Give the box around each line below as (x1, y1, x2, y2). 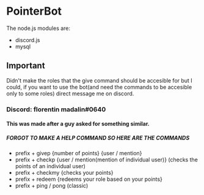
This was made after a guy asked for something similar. (6, 120, 150, 128)
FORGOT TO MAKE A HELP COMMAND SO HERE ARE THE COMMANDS (6, 134, 190, 141)
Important (6, 61, 45, 71)
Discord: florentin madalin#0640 (6, 105, 106, 114)
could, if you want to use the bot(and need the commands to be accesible (6, 83, 192, 90)
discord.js (15, 36, 40, 43)
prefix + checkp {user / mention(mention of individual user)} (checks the (15, 156, 199, 163)
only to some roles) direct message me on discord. (6, 90, 134, 97)
